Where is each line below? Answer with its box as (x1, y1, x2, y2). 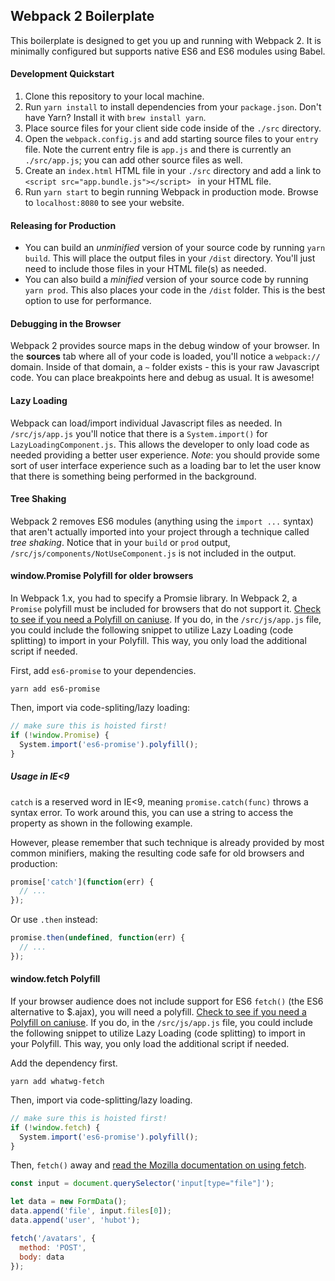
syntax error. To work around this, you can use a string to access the (10, 806, 294, 818)
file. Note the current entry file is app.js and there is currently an (24, 144, 292, 156)
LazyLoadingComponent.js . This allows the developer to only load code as (10, 438, 310, 450)
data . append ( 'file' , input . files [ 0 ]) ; (10, 1206, 172, 1216)
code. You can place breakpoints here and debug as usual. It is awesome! (10, 372, 315, 384)
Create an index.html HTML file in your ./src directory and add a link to (24, 165, 322, 177)
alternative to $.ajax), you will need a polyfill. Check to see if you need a (10, 1005, 307, 1018)
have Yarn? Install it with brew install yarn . (24, 112, 207, 124)
